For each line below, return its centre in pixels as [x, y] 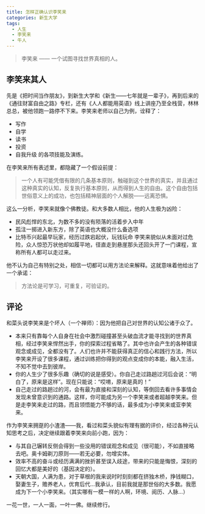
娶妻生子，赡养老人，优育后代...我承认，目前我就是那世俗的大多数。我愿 [106, 484]
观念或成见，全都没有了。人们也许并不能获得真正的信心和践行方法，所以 [106, 351]
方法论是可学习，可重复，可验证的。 [67, 285]
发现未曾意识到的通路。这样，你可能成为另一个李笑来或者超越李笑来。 [103, 397]
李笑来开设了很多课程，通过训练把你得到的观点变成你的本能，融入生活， [106, 359]
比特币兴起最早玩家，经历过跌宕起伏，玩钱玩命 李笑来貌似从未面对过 [101, 237]
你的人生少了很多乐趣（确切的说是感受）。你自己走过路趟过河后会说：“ [103, 374]
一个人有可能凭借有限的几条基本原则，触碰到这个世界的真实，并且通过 [110, 180]
